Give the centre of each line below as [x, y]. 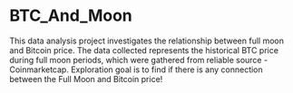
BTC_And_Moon [71, 16]
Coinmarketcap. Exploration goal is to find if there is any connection [136, 70]
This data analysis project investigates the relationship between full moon [146, 41]
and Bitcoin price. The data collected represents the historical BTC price [144, 50]
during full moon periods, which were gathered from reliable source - [139, 60]
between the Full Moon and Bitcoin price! [86, 79]
